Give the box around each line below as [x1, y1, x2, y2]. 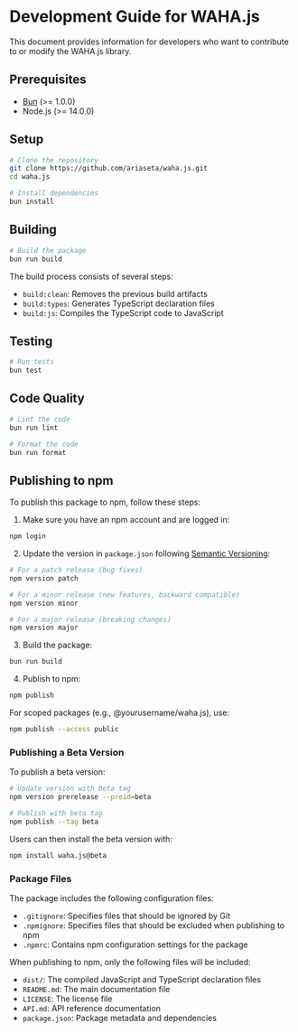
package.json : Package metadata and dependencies [22, 1012, 217, 1023]
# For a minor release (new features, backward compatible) [9, 590, 241, 600]
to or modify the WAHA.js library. [9, 45, 132, 56]
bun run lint [9, 423, 59, 432]
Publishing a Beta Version [9, 746, 125, 758]
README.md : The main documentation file [22, 983, 171, 994]
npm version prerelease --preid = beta [9, 793, 152, 802]
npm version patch [9, 573, 79, 583]
